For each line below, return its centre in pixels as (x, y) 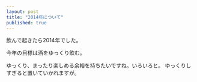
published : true (26, 23)
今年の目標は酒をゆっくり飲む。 (46, 53)
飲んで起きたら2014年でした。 (44, 40)
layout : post (23, 12)
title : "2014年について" (35, 17)
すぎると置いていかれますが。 (43, 73)
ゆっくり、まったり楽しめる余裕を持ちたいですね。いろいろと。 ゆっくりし (99, 65)
